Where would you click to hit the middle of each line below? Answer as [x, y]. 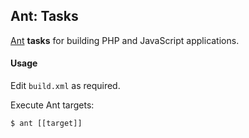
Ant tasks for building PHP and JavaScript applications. [125, 40]
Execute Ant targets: [52, 105]
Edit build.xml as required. [65, 86]
